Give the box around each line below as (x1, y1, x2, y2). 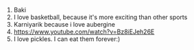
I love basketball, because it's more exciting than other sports (13, 13, 188, 21)
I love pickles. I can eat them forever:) (13, 35, 121, 43)
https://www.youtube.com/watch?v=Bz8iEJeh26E (13, 27, 155, 36)
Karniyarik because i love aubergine (13, 21, 115, 28)
